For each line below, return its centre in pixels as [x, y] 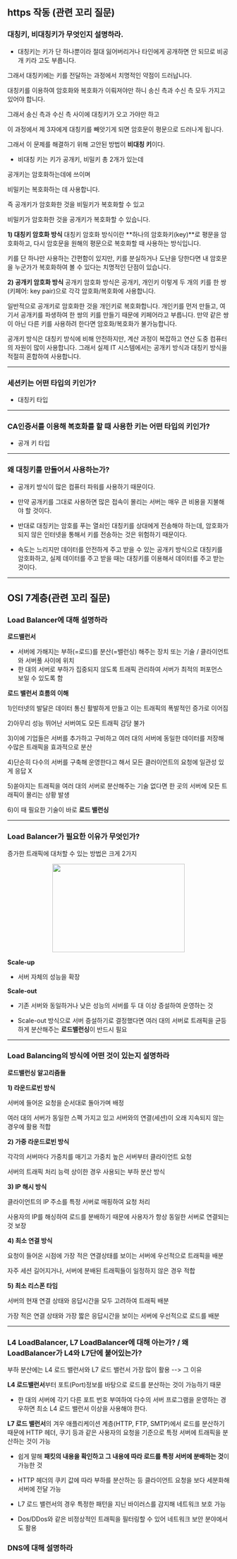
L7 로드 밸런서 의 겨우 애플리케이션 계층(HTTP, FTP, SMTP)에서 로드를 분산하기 [116, 1424]
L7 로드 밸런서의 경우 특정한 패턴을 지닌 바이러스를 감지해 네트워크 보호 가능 [122, 1504]
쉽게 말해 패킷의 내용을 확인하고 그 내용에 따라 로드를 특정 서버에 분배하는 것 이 [123, 1456]
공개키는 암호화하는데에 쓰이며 [49, 174]
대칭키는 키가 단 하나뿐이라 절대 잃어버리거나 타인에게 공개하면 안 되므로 [116, 51]
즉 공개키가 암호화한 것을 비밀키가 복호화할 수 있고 [76, 204]
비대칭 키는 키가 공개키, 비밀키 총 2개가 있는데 [80, 159]
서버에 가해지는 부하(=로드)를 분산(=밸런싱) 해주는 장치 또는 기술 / [108, 652]
